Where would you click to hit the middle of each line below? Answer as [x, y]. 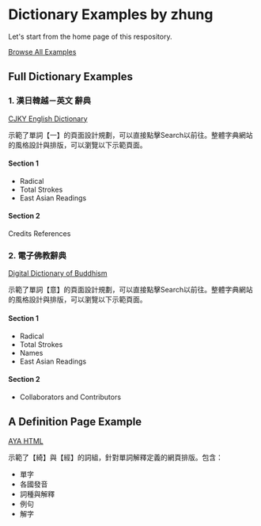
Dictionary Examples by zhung [111, 15]
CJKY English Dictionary [48, 118]
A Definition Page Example [75, 422]
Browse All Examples [42, 51]
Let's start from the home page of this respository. [90, 36]
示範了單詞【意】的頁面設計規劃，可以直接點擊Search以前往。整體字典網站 [130, 290]
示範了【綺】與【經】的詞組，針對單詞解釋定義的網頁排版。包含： [115, 457]
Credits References [40, 234]
